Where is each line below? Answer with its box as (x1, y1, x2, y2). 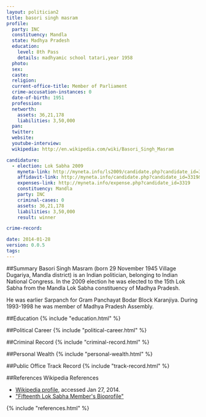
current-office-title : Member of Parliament (12, 84, 128, 90)
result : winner (17, 214, 56, 220)
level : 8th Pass (17, 49, 59, 55)
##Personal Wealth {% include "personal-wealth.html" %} (6, 350, 153, 357)
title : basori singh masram (6, 15, 78, 21)
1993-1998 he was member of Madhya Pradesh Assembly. (6, 302, 154, 310)
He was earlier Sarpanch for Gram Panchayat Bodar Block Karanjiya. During (6, 296, 198, 303)
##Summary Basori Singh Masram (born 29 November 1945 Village (6, 265, 177, 272)
